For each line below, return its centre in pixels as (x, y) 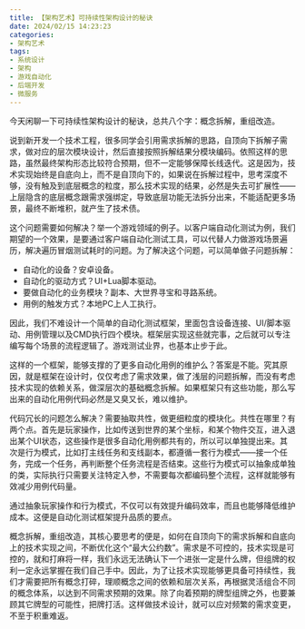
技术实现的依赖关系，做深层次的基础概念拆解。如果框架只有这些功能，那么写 (152, 388)
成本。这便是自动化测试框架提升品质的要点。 (93, 516)
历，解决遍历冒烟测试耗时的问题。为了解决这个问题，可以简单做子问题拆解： (152, 250)
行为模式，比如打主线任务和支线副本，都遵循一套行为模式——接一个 (152, 452)
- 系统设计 (27, 60)
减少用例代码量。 (49, 486)
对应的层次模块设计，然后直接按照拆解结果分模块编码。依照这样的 (156, 152)
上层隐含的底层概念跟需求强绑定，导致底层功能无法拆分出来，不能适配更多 (148, 197)
